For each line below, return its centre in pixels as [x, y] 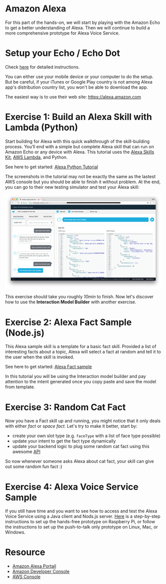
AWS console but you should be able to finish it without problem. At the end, [83, 182]
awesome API [26, 452]
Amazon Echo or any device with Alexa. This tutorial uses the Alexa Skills [80, 152]
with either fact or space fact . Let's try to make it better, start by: [71, 426]
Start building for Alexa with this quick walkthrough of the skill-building [78, 141]
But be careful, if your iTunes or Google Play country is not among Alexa [79, 82]
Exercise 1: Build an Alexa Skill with [79, 117]
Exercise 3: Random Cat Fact [65, 407]
